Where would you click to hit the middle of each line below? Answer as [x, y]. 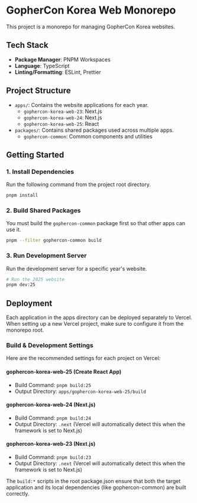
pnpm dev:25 [21, 285]
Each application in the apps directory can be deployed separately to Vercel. [99, 317]
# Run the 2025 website [35, 279]
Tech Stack [27, 45]
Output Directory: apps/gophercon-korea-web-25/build [80, 391]
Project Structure [38, 91]
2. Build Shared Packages [43, 210]
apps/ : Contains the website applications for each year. [82, 105]
